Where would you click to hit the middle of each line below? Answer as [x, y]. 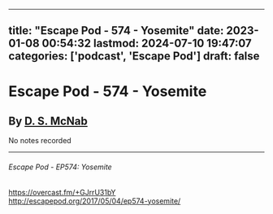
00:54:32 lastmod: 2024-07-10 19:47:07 [147, 44]
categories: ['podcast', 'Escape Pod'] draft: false [134, 57]
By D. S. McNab [48, 121]
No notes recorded [40, 141]
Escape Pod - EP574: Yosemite [60, 167]
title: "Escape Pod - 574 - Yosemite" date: [116, 31]
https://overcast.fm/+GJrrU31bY [62, 192]
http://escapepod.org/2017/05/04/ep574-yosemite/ [95, 201]
